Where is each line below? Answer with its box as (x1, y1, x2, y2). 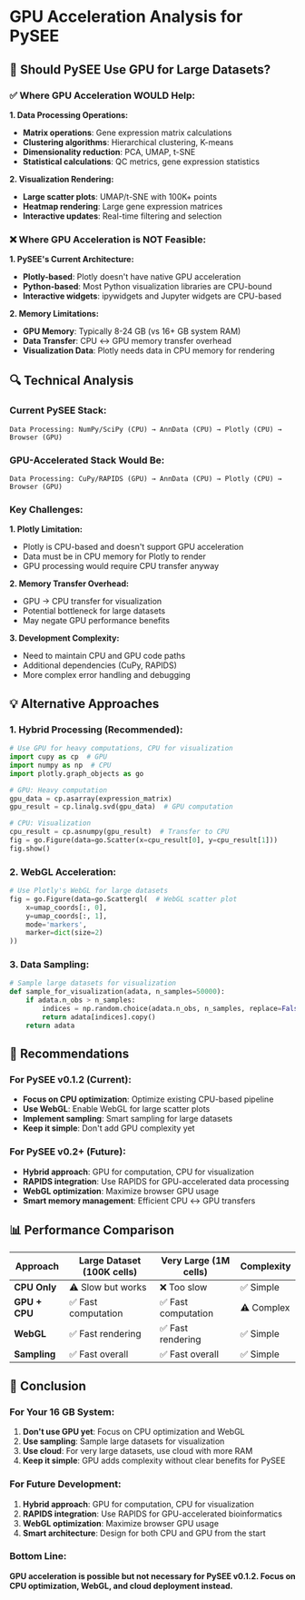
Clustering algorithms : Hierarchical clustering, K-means (22, 136, 234, 147)
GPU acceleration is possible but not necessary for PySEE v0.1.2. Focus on (9, 1570, 296, 1581)
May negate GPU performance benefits (22, 615, 171, 626)
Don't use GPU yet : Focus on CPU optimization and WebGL (22, 1427, 245, 1438)
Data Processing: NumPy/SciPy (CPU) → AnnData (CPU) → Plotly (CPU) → (9, 425, 282, 434)
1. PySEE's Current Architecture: (9, 254, 134, 265)
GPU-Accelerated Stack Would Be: (9, 454, 165, 466)
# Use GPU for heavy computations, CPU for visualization (9, 744, 233, 753)
